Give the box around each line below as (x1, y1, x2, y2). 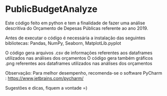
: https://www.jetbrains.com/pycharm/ (5, 75, 84, 81)
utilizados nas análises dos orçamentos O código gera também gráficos (5, 55, 153, 61)
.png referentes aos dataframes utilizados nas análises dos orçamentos (5, 60, 152, 66)
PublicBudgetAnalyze (5, 3, 97, 15)
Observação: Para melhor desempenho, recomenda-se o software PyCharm (5, 70, 162, 76)
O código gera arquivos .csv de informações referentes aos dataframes (5, 50, 152, 56)
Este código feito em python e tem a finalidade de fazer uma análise (5, 20, 145, 26)
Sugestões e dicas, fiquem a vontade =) (5, 85, 87, 91)
